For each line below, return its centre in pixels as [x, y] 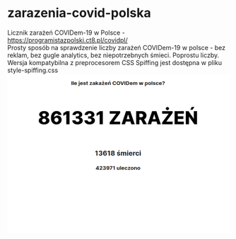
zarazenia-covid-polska [79, 13]
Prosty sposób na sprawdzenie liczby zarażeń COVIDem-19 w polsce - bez [117, 47]
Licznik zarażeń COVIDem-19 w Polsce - [66, 33]
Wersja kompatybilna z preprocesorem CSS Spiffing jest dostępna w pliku [115, 62]
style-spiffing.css [33, 70]
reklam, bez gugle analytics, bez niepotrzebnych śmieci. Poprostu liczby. [113, 55]
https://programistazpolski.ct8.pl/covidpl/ [68, 40]
